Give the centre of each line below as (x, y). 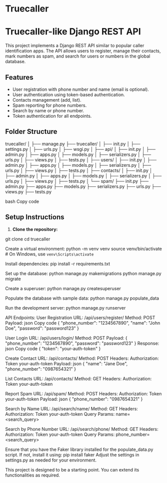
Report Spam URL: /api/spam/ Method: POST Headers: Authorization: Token (83, 393)
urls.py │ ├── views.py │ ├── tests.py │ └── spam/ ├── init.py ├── (77, 181)
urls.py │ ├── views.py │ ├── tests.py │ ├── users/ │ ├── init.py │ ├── (81, 160)
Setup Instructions (35, 217)
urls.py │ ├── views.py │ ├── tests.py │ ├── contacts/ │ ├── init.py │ (79, 170)
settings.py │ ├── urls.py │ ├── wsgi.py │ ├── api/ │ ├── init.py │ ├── (80, 149)
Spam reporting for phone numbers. (49, 105)
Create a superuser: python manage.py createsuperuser (63, 288)
